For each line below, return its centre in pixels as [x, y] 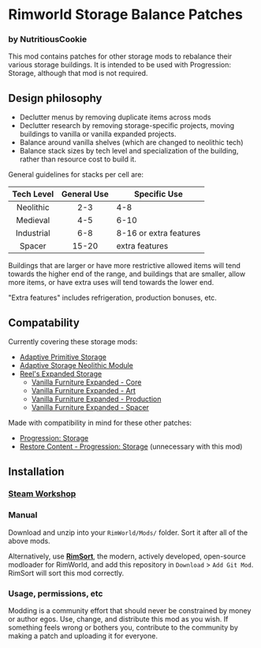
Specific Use [158, 194]
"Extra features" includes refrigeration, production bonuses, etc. [112, 297]
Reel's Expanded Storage [61, 374]
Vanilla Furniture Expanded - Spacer [90, 407]
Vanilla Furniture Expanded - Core [86, 382]
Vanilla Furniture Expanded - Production [96, 399]
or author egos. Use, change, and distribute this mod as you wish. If [118, 620]
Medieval [33, 221]
